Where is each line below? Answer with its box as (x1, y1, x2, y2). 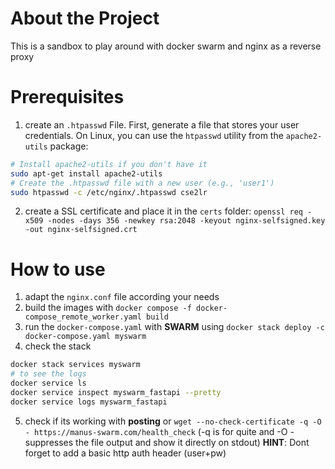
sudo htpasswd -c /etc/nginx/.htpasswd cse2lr (10, 187, 208, 197)
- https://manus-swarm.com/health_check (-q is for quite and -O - (24, 425, 295, 437)
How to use (10, 258, 106, 281)
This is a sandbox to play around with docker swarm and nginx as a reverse (10, 40, 322, 52)
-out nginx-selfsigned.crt (24, 225, 138, 235)
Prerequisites (10, 86, 125, 109)
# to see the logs (10, 369, 87, 379)
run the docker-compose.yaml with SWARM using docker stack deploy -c (24, 321, 325, 333)
